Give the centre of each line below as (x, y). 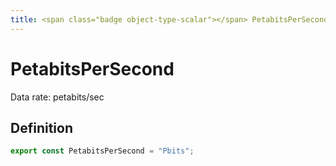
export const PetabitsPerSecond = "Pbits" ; (102, 151)
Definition (41, 127)
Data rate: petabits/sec (57, 97)
